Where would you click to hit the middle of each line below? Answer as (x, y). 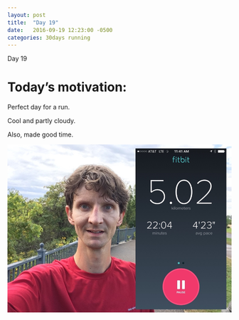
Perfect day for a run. (39, 107)
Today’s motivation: (67, 87)
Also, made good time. (40, 134)
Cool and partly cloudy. (42, 121)
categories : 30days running (49, 38)
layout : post (27, 15)
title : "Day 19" (33, 22)
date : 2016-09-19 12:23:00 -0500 (60, 30)
